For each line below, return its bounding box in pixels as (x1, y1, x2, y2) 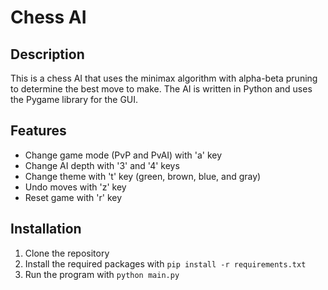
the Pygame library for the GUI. (10, 94, 139, 105)
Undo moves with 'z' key (24, 181, 127, 193)
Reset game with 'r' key (24, 191, 123, 203)
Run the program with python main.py (24, 268, 180, 280)
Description (10, 46, 85, 63)
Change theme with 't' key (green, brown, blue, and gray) (24, 170, 262, 182)
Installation (10, 221, 82, 238)
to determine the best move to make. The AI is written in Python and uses (10, 83, 313, 95)
